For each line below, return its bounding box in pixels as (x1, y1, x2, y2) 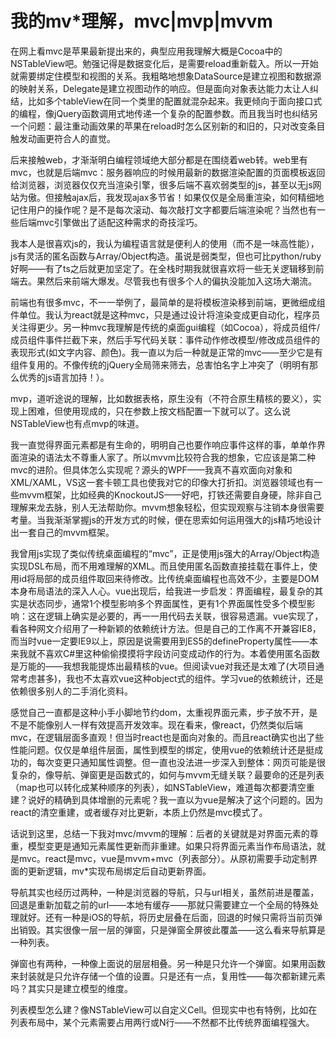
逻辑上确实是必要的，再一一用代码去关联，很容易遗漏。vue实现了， (44, 610, 324, 622)
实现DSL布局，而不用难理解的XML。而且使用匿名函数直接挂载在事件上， (10, 560, 310, 572)
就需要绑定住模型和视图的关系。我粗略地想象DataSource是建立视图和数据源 (10, 70, 322, 82)
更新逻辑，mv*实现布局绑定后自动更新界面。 (27, 865, 212, 877)
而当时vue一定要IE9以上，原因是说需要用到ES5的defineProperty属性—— (10, 635, 310, 647)
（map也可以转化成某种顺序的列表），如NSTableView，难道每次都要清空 (10, 781, 307, 793)
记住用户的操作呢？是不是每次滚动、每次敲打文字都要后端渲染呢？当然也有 (10, 203, 317, 216)
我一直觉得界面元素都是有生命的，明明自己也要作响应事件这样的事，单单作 (10, 438, 317, 451)
